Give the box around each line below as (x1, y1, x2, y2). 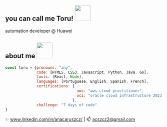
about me (5, 52, 35, 60)
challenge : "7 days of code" (36, 102, 97, 107)
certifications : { (36, 84, 75, 89)
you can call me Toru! (5, 15, 73, 23)
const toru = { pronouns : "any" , (5, 65, 72, 70)
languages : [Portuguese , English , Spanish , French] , (36, 79, 149, 84)
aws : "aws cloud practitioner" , (76, 88, 144, 93)
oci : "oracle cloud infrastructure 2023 (76, 93, 162, 98)
